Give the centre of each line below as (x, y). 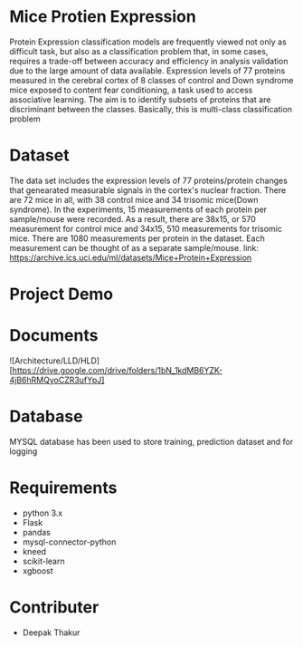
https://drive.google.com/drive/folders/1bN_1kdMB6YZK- (118, 370)
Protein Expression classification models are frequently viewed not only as (148, 42)
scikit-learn (43, 561)
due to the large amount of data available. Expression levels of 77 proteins (147, 71)
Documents (54, 336)
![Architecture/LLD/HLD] (55, 361)
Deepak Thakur (51, 633)
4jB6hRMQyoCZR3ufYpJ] (57, 380)
